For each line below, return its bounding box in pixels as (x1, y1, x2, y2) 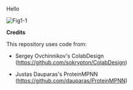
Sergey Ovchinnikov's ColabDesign (15, 52, 104, 60)
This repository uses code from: (6, 41, 87, 47)
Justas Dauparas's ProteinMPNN (15, 71, 98, 78)
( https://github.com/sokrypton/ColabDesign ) (15, 59, 128, 66)
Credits (6, 29, 26, 36)
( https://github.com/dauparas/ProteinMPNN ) (15, 77, 128, 84)
